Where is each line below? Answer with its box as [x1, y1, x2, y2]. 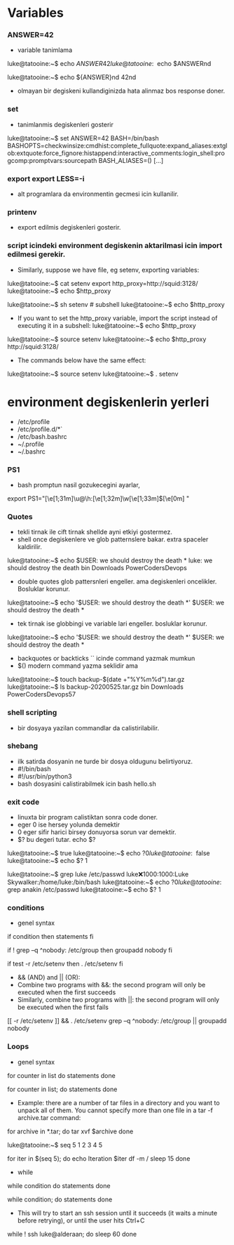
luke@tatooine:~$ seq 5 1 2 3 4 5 [7, 1140, 103, 1149]
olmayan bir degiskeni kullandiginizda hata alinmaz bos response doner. [17, 86, 226, 95]
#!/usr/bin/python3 [17, 772, 72, 780]
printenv [7, 207, 37, 217]
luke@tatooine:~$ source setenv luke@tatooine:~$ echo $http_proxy [7, 335, 207, 343]
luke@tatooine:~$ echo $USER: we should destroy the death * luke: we [7, 556, 213, 565]
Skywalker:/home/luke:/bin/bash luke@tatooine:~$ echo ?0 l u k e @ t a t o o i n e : [7, 878, 222, 886]
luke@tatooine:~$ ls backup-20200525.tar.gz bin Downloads [7, 683, 184, 691]
